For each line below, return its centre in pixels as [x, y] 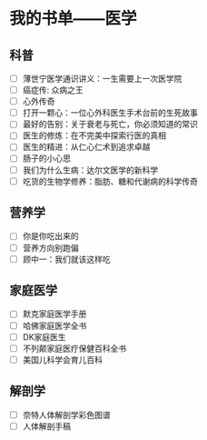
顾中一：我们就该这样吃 [66, 259]
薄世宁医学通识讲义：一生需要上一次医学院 [102, 79]
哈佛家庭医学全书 [54, 325]
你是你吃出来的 [50, 236]
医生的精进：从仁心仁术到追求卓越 [86, 147]
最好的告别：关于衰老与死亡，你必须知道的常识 [110, 125]
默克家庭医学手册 [54, 314]
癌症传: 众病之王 [53, 90]
